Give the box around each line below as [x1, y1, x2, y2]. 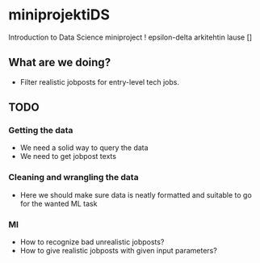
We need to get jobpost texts [19, 152, 117, 161]
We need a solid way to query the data [19, 143, 149, 152]
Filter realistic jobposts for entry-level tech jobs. [19, 77, 180, 86]
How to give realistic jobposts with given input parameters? [19, 246, 218, 256]
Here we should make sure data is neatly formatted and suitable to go [19, 190, 252, 199]
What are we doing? [8, 56, 111, 69]
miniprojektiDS [8, 6, 111, 24]
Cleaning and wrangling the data [8, 172, 139, 183]
